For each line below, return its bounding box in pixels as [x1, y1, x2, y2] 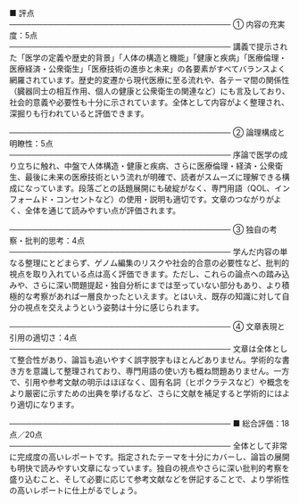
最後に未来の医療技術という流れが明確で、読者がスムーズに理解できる [24, 172, 283, 182]
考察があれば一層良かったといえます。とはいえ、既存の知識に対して [32, 291, 283, 302]
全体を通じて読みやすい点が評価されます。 [24, 205, 181, 216]
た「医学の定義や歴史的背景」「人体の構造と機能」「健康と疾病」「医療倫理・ [9, 53, 287, 62]
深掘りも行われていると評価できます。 [9, 108, 149, 119]
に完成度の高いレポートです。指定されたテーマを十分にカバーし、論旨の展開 [9, 451, 290, 462]
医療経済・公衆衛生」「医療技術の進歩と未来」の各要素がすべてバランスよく [9, 63, 287, 74]
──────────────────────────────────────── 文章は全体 [9, 343, 272, 354]
